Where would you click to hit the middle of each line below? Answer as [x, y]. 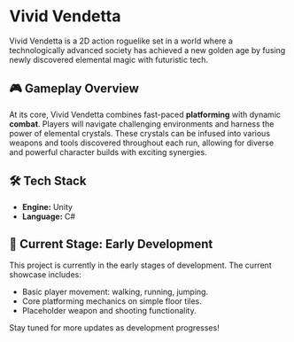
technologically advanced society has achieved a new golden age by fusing [147, 50]
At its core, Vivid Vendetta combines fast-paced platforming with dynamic [145, 114]
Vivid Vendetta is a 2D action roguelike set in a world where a [121, 41]
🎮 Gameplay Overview [74, 89]
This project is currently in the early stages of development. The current [140, 265]
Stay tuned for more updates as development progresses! [114, 328]
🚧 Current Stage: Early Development [111, 244]
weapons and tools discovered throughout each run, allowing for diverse [142, 143]
